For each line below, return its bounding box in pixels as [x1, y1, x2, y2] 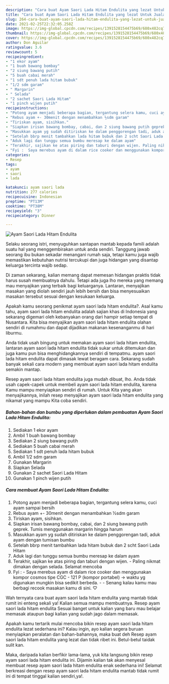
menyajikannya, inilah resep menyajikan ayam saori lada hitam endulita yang [6, 392, 163, 398]
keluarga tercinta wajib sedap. [6, 262, 68, 268]
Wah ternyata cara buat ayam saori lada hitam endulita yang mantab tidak [6, 595, 158, 601]
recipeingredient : [6, 54, 44, 59]
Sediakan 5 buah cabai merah [13, 443, 75, 449]
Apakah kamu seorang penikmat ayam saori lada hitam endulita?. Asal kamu [6, 303, 163, 310]
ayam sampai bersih [13, 505, 55, 511]
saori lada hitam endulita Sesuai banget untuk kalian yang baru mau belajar [6, 605, 161, 612]
